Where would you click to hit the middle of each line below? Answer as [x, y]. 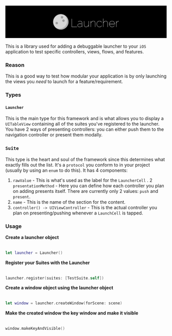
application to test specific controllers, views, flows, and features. [75, 51]
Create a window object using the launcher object [59, 288]
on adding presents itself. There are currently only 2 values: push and [85, 191]
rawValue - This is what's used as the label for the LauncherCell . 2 [82, 180]
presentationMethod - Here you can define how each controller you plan [89, 186]
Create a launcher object [32, 237]
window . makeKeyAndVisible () [35, 329]
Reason [15, 65]
